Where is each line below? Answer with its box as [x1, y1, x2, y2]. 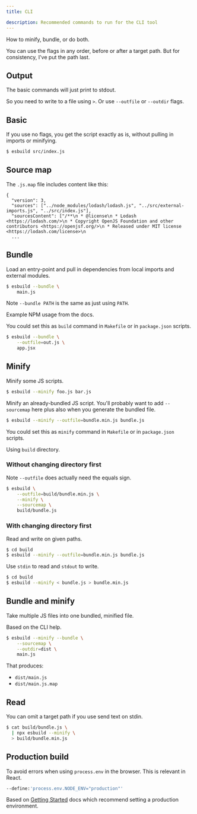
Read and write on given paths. [6, 535, 82, 542]
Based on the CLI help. [6, 624, 62, 631]
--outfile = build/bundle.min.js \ [17, 491, 100, 497]
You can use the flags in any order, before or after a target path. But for [6, 47, 180, 54]
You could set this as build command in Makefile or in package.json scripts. [6, 323, 192, 330]
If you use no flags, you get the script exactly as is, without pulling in [6, 131, 174, 138]
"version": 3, [11, 197, 46, 203]
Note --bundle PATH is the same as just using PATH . [6, 300, 129, 307]
